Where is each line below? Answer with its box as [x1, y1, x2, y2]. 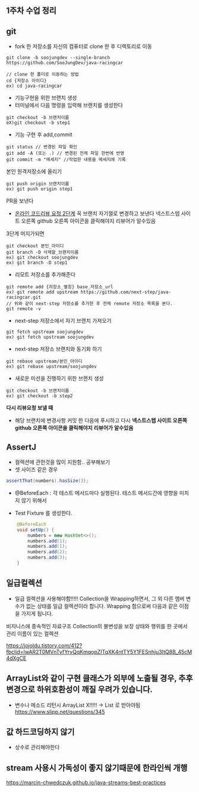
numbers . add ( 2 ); [27, 549, 68, 555]
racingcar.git [6, 294, 42, 301]
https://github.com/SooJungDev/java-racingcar [6, 60, 124, 66]
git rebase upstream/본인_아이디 [6, 358, 83, 364]
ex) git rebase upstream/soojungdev [6, 364, 97, 370]
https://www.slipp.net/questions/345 [14, 708, 105, 715]
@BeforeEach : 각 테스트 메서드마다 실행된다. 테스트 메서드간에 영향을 [14, 489, 178, 496]
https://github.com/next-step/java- [80, 289, 171, 295]
